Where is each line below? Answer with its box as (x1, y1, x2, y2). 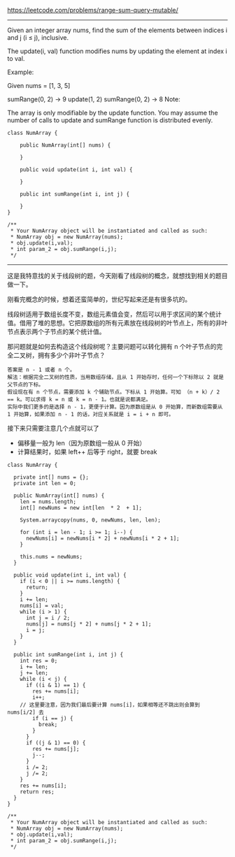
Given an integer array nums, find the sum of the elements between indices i (7, 26, 227, 34)
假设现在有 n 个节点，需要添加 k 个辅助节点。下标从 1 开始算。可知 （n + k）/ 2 (7, 389, 220, 396)
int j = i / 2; (25, 614, 71, 621)
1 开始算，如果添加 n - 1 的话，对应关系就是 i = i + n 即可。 (7, 411, 174, 418)
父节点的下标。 (7, 381, 44, 388)
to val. (7, 55, 25, 62)
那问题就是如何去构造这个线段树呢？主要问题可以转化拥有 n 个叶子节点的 (7, 343, 217, 350)
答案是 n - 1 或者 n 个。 (7, 366, 76, 373)
